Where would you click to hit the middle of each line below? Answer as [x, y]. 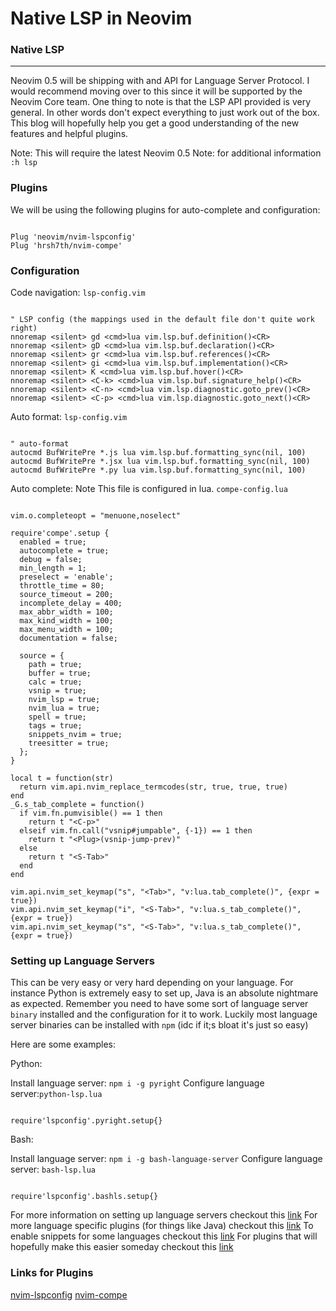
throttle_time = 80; [62, 586]
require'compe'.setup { [60, 533]
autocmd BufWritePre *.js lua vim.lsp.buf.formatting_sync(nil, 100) [158, 453]
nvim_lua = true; [64, 708]
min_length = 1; [53, 568]
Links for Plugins [52, 1273]
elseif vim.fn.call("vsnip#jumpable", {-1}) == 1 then [136, 831]
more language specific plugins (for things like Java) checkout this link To [162, 1226]
